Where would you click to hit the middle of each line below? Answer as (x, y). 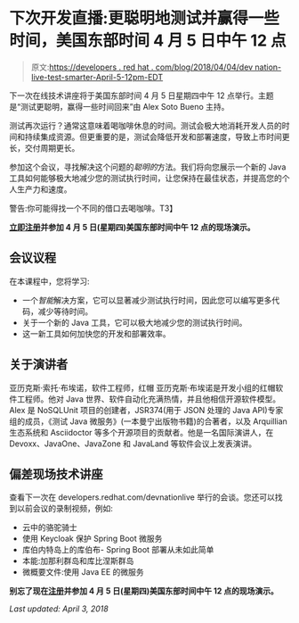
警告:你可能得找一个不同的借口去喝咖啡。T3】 (93, 208)
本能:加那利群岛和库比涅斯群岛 (78, 561)
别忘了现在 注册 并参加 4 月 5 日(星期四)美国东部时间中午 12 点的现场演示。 (144, 591)
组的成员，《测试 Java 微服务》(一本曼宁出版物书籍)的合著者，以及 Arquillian (148, 421)
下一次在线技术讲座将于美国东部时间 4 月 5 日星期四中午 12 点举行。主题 (141, 96)
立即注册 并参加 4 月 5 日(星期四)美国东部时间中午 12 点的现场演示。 (132, 227)
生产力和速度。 (44, 189)
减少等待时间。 (65, 311)
